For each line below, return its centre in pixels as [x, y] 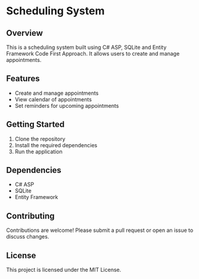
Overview [25, 33]
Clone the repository [40, 139]
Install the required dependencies [56, 145]
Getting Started [35, 124]
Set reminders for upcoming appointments [67, 106]
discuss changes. [28, 237]
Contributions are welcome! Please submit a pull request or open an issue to [100, 230]
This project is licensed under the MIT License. [64, 270]
